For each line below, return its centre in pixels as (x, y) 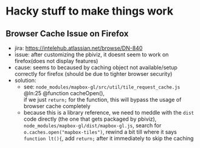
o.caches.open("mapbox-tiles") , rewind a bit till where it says (100, 132)
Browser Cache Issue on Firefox (67, 34)
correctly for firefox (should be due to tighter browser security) (93, 74)
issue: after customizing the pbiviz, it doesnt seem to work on (91, 55)
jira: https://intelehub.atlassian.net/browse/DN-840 (78, 48)
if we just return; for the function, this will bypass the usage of (102, 99)
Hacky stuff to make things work (90, 11)
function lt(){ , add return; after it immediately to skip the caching (109, 138)
